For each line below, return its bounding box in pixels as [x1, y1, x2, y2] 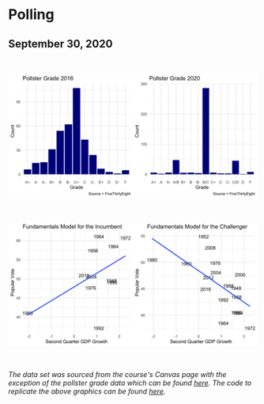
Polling [8, 6, 55, 24]
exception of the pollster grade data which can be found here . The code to [8, 378, 252, 387]
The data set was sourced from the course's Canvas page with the [8, 370, 227, 379]
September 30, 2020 [8, 37, 113, 51]
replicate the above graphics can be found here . [8, 387, 166, 396]
